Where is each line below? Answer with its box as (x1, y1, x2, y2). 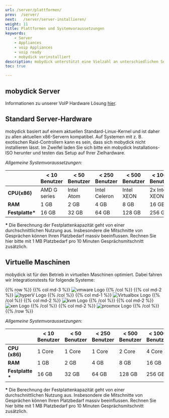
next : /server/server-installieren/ (5, 17, 87, 22)
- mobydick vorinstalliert (14, 54, 71, 60)
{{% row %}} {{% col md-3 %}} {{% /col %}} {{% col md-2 (5, 286, 162, 293)
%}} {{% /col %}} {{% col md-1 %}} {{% (5, 292, 160, 298)
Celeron (95, 192, 114, 199)
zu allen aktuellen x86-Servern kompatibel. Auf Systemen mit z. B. (5, 133, 143, 139)
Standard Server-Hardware (5, 115, 92, 124)
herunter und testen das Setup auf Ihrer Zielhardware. (14, 149, 126, 155)
